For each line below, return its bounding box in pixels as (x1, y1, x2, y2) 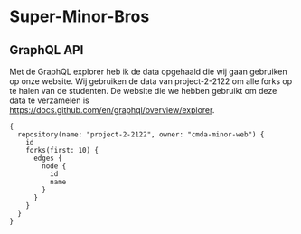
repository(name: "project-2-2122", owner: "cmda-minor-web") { (17, 130, 265, 139)
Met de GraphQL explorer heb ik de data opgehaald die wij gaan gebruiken (9, 66, 287, 77)
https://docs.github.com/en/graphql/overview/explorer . (9, 105, 215, 115)
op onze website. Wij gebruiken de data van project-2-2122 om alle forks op (9, 76, 292, 87)
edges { (33, 154, 63, 163)
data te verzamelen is (9, 95, 90, 106)
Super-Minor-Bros (9, 6, 150, 27)
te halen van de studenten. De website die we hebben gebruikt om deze (9, 86, 277, 96)
